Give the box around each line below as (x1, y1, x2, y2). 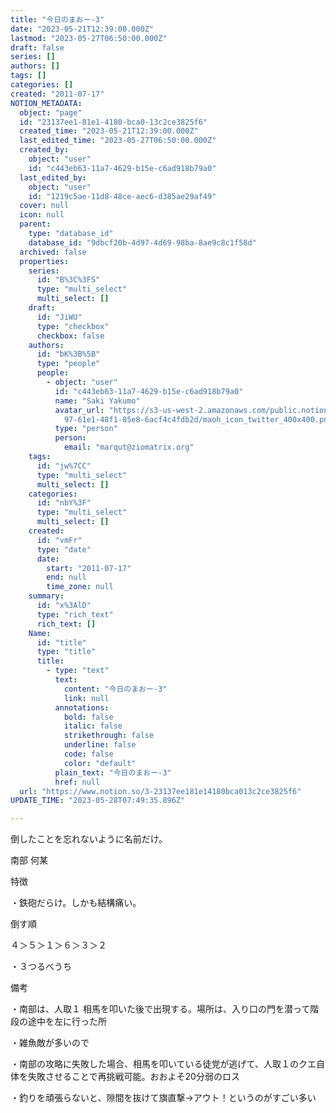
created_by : (19, 145, 70, 155)
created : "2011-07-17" (10, 89, 105, 99)
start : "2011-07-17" (46, 563, 132, 573)
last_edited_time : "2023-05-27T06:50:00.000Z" (19, 136, 217, 146)
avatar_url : (54, 405, 105, 415)
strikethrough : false (63, 731, 155, 741)
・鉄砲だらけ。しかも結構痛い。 (10, 897, 142, 909)
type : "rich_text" (36, 609, 114, 620)
